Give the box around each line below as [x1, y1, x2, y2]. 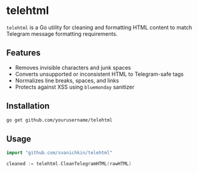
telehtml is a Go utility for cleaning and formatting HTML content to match [6, 24, 193, 31]
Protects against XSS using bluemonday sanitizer [15, 83, 135, 90]
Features [6, 48, 41, 58]
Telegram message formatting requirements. [6, 30, 118, 37]
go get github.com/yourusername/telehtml [6, 117, 113, 123]
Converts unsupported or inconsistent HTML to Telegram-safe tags [15, 70, 184, 78]
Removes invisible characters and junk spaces [15, 64, 131, 71]
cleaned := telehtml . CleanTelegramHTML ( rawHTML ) [6, 161, 132, 167]
